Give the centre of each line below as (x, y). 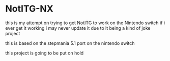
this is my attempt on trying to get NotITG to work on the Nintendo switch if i (85, 23)
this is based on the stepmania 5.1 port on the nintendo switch (70, 43)
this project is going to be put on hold (45, 53)
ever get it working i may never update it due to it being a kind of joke (78, 28)
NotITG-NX (29, 9)
